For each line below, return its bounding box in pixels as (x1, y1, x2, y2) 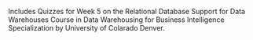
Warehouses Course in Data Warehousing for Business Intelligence (8, 15, 225, 24)
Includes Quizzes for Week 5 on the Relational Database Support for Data (8, 7, 246, 16)
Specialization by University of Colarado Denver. (8, 24, 165, 32)
